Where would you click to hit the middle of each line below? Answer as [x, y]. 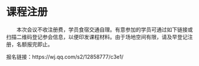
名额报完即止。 [35, 44]
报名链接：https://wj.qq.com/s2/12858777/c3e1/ [65, 57]
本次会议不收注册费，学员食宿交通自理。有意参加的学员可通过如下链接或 [105, 29]
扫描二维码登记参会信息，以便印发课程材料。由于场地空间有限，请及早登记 [97, 37]
